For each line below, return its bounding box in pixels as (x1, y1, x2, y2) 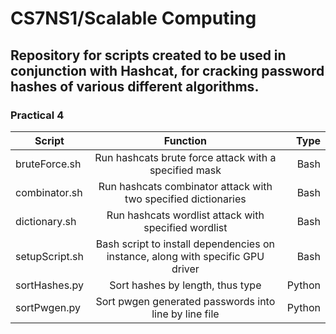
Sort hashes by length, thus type (109, 278, 262, 292)
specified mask (149, 163, 222, 177)
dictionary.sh (15, 214, 77, 228)
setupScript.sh (15, 249, 84, 263)
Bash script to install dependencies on (95, 237, 275, 251)
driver (171, 262, 200, 276)
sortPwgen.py (15, 300, 81, 314)
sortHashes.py (15, 278, 84, 292)
